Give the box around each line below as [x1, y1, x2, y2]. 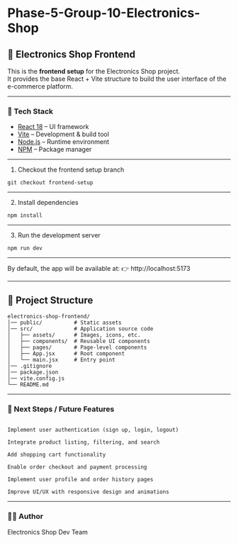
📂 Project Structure [7, 294, 93, 306]
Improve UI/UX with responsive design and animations [7, 488, 170, 496]
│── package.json [7, 369, 59, 376]
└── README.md [7, 381, 50, 388]
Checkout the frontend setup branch [17, 165, 125, 174]
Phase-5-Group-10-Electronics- [7, 5, 200, 21]
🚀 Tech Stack [7, 106, 54, 116]
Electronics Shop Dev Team [7, 527, 89, 536]
